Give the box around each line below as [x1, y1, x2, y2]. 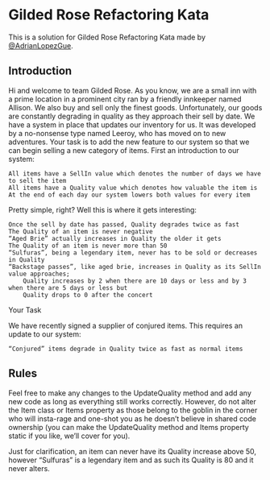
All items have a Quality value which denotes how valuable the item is [8, 184, 258, 192]
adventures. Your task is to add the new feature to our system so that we [8, 137, 250, 147]
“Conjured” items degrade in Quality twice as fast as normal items [8, 345, 243, 353]
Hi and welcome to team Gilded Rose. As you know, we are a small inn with [8, 85, 257, 95]
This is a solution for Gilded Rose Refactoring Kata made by [8, 32, 206, 42]
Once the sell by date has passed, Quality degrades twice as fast [8, 220, 240, 229]
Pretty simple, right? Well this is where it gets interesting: [8, 205, 197, 214]
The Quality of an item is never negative [8, 227, 153, 235]
